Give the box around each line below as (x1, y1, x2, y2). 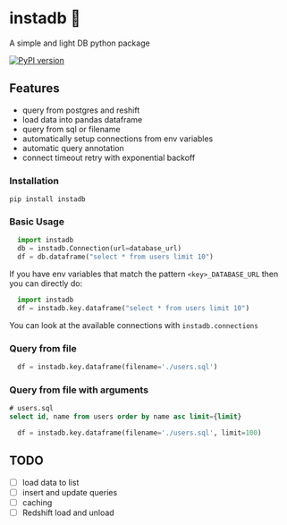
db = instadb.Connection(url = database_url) (17, 244, 181, 253)
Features (9, 80, 60, 97)
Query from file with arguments (9, 384, 149, 396)
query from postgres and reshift (21, 105, 140, 115)
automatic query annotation (21, 142, 125, 153)
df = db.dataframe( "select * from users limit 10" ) (17, 252, 215, 262)
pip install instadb (9, 195, 87, 204)
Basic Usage (9, 215, 65, 227)
